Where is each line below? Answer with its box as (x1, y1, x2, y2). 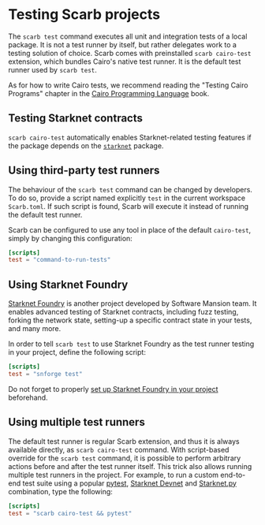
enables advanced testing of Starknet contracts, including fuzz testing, (8, 307, 239, 317)
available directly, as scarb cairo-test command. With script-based (8, 445, 230, 454)
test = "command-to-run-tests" (8, 256, 111, 264)
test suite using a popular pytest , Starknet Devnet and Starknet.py (22, 478, 237, 488)
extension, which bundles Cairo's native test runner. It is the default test (8, 57, 241, 66)
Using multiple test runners (8, 415, 146, 429)
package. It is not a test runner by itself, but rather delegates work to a (8, 39, 237, 49)
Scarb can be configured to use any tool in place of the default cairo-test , (8, 225, 252, 234)
